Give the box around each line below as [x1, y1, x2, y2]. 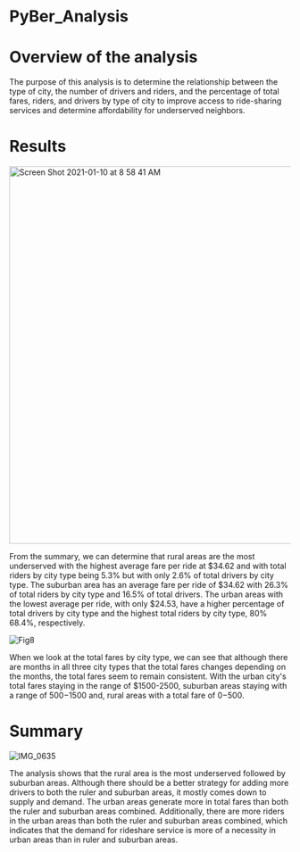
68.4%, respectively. [9, 617, 86, 628]
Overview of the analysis [9, 47, 198, 68]
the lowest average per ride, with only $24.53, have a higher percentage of [9, 599, 285, 609]
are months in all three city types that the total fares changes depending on [9, 662, 287, 673]
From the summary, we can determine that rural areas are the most [9, 551, 255, 562]
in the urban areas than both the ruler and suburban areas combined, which [9, 815, 288, 826]
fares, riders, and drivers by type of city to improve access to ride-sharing [9, 95, 282, 106]
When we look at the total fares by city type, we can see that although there [9, 652, 288, 663]
